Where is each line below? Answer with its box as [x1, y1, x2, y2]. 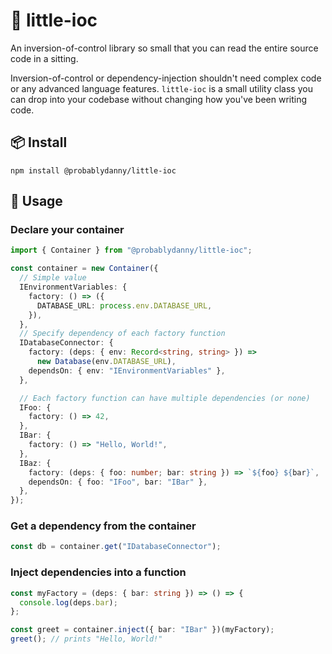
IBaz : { [19, 458, 52, 468]
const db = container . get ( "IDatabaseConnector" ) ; [10, 542, 222, 552]
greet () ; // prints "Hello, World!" [10, 634, 163, 644]
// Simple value [19, 273, 87, 283]
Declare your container [10, 223, 125, 237]
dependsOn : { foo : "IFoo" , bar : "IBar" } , [28, 477, 208, 487]
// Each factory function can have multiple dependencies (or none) [19, 393, 311, 403]
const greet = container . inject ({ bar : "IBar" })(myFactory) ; [10, 625, 275, 635]
